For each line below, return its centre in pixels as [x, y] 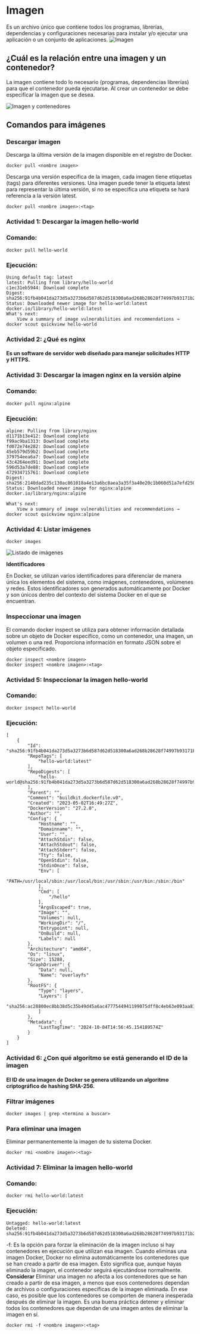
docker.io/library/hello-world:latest [54, 308]
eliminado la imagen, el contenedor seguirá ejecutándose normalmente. [94, 1270]
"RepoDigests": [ [49, 772]
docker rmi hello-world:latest [45, 1196]
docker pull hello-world [37, 250]
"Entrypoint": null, [63, 928]
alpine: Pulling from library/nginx [51, 431]
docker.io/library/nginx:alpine [46, 493]
